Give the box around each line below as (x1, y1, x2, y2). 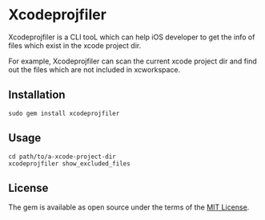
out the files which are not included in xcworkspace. (8, 64, 181, 74)
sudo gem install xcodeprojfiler (8, 109, 120, 117)
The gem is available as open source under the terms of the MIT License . (8, 202, 250, 212)
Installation (8, 88, 66, 102)
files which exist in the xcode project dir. (8, 40, 142, 50)
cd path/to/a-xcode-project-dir (8, 153, 116, 161)
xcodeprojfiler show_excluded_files (8, 159, 130, 168)
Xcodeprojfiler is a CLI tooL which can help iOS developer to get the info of (8, 32, 255, 42)
